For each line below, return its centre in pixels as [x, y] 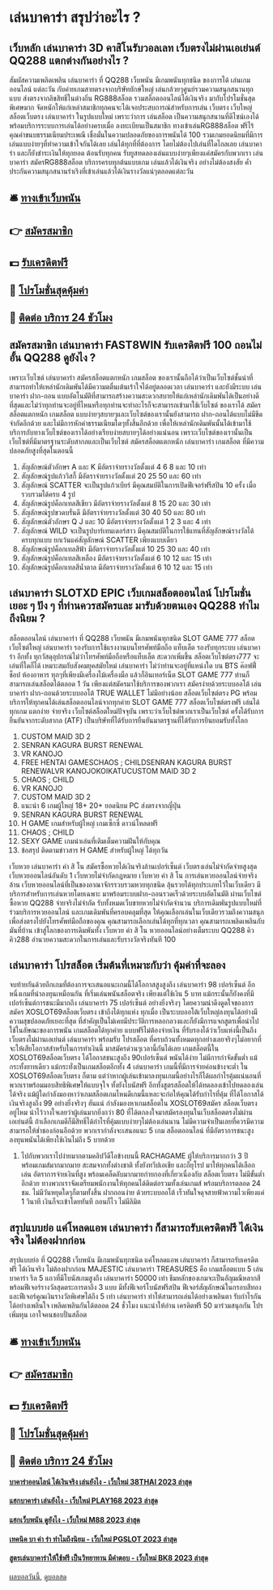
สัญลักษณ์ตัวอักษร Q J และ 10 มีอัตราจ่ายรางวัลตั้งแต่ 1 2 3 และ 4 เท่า [116, 521]
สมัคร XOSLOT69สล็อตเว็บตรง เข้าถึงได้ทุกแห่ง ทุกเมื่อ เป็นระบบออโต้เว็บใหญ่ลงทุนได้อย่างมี [133, 1012]
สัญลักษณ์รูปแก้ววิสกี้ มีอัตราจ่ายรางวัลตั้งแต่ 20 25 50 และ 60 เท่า [111, 475]
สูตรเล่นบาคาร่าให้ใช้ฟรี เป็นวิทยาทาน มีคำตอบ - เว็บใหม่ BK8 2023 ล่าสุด [109, 1558]
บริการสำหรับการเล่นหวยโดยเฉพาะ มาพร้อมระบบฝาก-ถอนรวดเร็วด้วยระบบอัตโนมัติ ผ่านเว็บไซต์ [135, 893]
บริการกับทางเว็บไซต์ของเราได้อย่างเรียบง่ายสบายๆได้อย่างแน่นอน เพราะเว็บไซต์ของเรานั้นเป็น [131, 432]
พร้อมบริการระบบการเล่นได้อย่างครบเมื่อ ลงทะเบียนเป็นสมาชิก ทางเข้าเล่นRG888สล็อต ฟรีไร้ [132, 125]
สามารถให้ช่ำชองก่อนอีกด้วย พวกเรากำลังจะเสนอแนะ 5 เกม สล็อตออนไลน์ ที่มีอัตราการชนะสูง [132, 1131]
